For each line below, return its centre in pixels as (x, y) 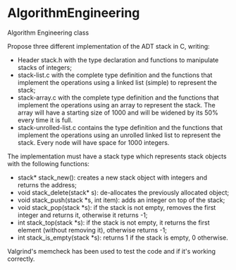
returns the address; (47, 184)
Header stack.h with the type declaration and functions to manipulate (118, 60)
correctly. (21, 259)
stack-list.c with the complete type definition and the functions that (115, 75)
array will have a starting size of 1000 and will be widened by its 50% (118, 112)
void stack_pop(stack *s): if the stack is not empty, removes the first (117, 207)
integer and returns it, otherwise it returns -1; (82, 215)
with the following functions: (49, 163)
